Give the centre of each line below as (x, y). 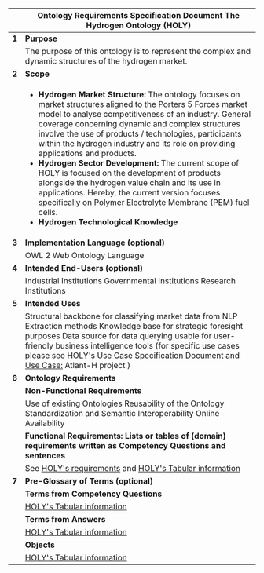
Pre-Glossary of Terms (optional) (89, 481)
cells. (48, 212)
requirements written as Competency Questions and (125, 445)
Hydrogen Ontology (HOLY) (138, 25)
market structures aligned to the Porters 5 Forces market (143, 104)
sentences (45, 456)
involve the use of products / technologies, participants (140, 134)
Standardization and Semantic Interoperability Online (122, 413)
